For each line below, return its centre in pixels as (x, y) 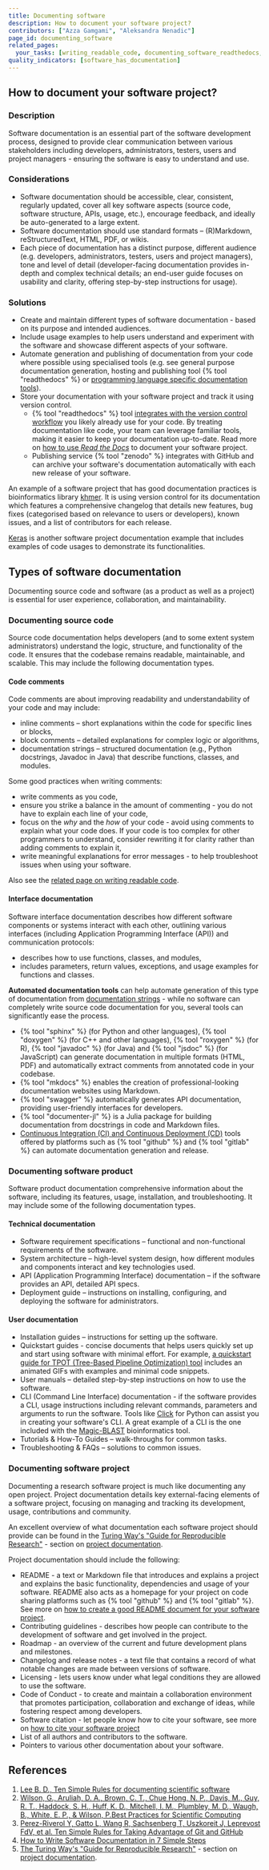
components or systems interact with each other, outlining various (117, 925)
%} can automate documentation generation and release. (114, 1150)
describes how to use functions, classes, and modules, (110, 957)
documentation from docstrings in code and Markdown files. (120, 1125)
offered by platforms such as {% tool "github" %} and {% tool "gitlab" (134, 1142)
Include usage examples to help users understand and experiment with (137, 337)
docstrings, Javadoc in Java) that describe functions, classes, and (129, 757)
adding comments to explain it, (70, 848)
